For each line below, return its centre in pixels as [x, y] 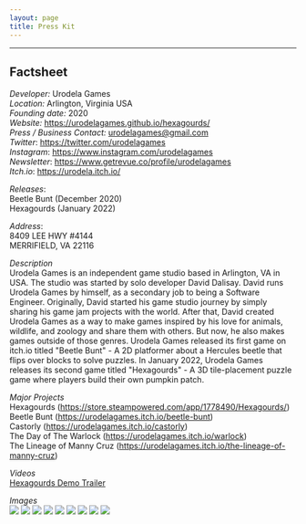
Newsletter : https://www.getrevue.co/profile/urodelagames [121, 162]
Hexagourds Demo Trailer [58, 483]
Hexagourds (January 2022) [63, 209]
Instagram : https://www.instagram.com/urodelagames [112, 152]
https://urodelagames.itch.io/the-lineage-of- [202, 446]
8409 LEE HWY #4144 [51, 236]
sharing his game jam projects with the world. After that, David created [142, 312]
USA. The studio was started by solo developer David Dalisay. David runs [147, 283]
